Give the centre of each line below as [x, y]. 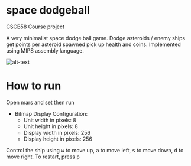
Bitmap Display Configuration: [51, 113]
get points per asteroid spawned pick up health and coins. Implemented [94, 44]
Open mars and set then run [41, 102]
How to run [34, 86]
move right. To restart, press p [43, 157]
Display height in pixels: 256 [58, 139]
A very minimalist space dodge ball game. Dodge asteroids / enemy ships [96, 38]
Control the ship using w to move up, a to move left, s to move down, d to [95, 150]
